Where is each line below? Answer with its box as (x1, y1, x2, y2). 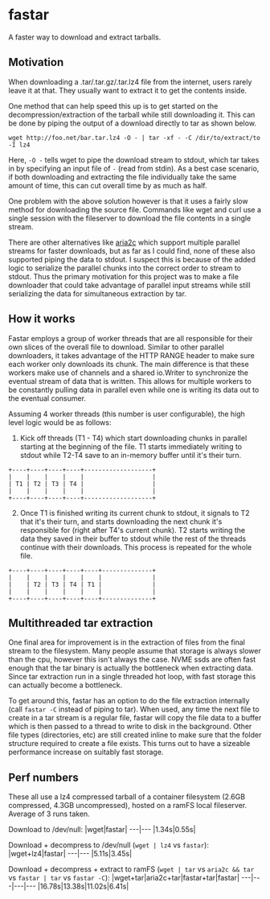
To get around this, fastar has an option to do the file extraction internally (8, 696, 250, 706)
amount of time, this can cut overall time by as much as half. (8, 180, 207, 190)
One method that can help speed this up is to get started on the (8, 101, 219, 110)
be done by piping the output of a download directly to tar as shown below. (8, 118, 257, 128)
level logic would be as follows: (8, 417, 112, 427)
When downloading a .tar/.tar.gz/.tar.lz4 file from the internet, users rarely (8, 76, 252, 86)
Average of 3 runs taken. (8, 809, 90, 819)
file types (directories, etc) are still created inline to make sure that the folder (8, 730, 262, 740)
